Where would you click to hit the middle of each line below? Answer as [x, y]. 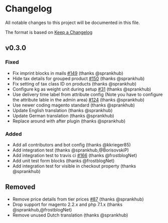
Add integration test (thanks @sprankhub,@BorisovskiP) [71, 150]
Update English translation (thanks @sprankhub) [62, 110]
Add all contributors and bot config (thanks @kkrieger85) [72, 144]
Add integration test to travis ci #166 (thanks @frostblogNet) [75, 155]
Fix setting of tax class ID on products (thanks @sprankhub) [74, 83]
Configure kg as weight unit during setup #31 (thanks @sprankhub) [82, 89]
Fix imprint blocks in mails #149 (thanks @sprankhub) [68, 73]
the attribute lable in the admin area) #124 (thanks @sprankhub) [78, 99]
